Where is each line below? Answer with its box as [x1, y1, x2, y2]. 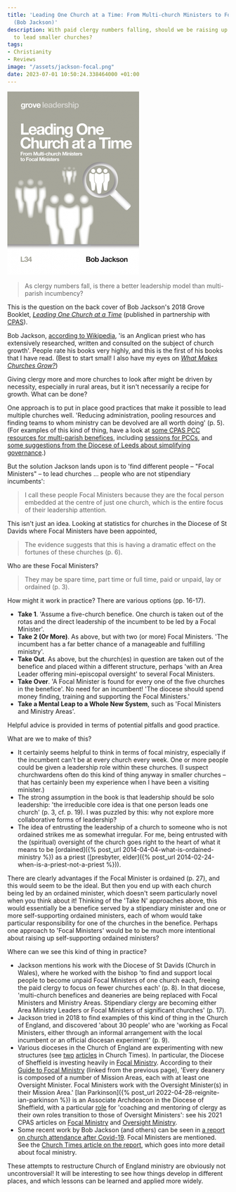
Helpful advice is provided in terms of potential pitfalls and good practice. [7, 720, 220, 729]
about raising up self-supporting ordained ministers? [7, 934, 159, 942]
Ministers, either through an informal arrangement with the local [17, 1028, 202, 1036]
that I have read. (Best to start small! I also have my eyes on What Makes [7, 353, 218, 362]
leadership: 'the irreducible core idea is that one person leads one [17, 800, 209, 809]
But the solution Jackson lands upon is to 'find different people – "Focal [7, 462, 214, 470]
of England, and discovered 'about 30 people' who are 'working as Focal [17, 1021, 228, 1029]
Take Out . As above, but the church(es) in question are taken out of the [17, 655, 224, 663]
